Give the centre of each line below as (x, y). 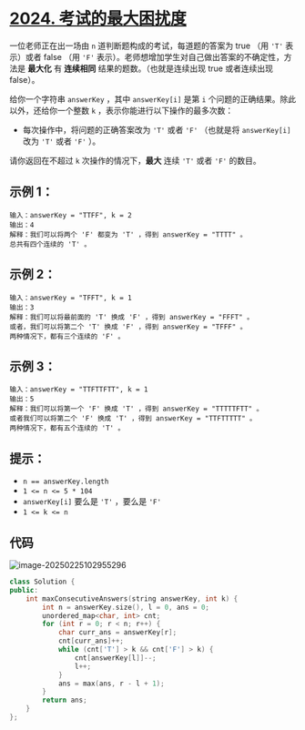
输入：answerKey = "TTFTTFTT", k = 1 (79, 390)
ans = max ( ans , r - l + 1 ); (112, 684)
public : (24, 590)
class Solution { (42, 582)
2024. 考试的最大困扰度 (98, 19)
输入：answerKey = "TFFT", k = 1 (71, 298)
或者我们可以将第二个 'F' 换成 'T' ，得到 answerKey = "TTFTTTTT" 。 (133, 419)
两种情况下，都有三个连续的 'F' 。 (67, 336)
